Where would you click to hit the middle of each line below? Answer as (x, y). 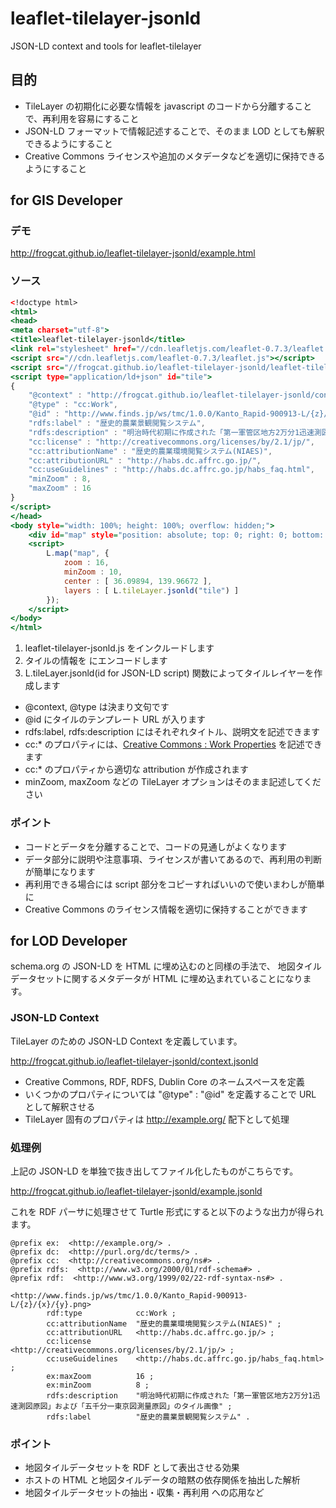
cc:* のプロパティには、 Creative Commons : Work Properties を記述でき (173, 744)
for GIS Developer (66, 200)
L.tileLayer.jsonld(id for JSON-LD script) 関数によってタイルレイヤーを (169, 673)
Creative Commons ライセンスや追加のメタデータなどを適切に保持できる (175, 156)
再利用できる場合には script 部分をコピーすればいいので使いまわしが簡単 (174, 884)
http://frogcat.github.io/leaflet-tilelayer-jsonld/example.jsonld (136, 1191)
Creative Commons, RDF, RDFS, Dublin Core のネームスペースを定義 (164, 1081)
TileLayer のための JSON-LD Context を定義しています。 (126, 1041)
